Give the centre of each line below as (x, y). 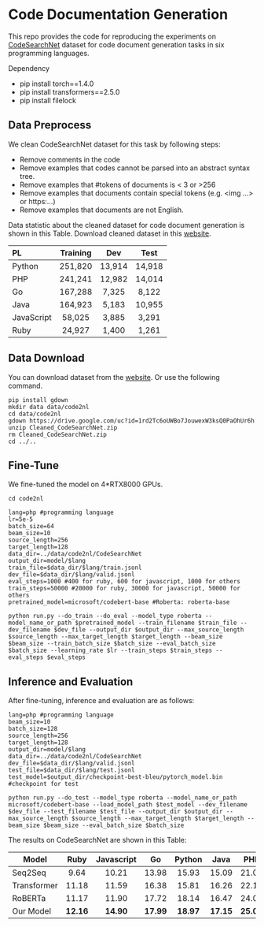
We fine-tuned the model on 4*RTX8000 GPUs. (86, 484)
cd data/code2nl (35, 414)
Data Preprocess (50, 125)
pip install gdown (38, 400)
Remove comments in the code (70, 159)
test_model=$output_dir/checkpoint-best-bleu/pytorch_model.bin (115, 777)
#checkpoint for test (44, 784)
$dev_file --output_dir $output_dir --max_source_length (149, 630)
